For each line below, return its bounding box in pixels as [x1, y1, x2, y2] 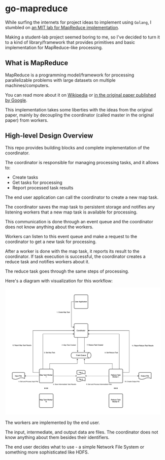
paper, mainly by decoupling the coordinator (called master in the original [5, 112, 154, 118]
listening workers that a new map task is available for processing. [5, 209, 138, 215]
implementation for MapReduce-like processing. [5, 44, 103, 50]
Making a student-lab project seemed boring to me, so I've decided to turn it [5, 34, 160, 40]
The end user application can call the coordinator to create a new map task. [5, 194, 159, 200]
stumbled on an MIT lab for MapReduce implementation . [5, 24, 120, 30]
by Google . [5, 97, 28, 103]
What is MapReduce [5, 59, 68, 67]
